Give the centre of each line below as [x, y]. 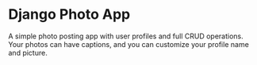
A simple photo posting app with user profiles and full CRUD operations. [126, 36]
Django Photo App [69, 14]
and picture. [28, 52]
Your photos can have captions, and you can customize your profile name [129, 44]
